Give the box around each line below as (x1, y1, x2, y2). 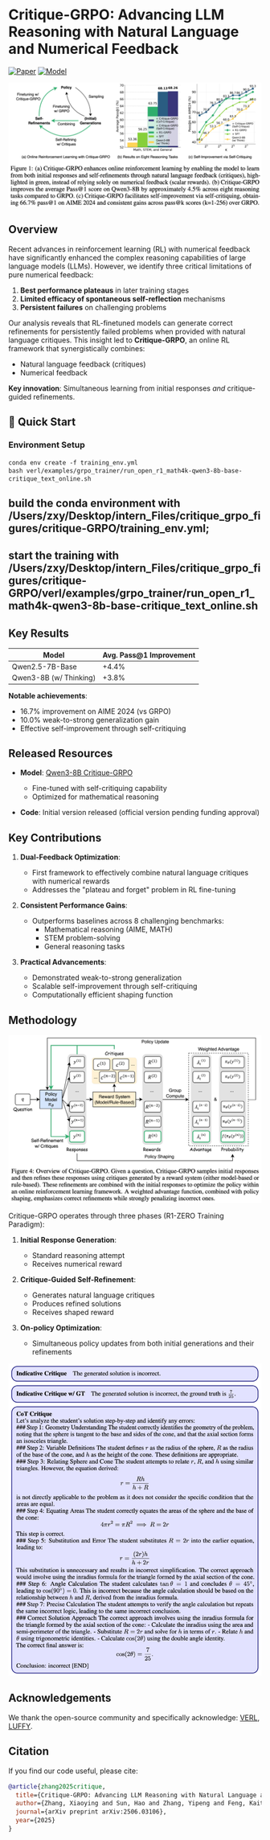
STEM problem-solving (43, 933, 121, 943)
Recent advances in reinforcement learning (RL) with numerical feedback (8, 244, 251, 254)
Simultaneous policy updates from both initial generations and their (31, 1338, 255, 1348)
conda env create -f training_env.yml (8, 458, 138, 467)
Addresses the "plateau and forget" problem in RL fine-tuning (31, 885, 236, 895)
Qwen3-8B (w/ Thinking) (11, 673, 96, 682)
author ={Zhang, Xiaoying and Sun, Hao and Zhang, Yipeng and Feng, (15, 1799, 247, 1808)
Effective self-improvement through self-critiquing (19, 723, 186, 733)
